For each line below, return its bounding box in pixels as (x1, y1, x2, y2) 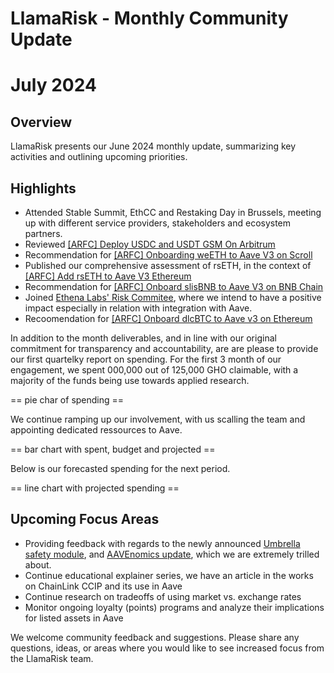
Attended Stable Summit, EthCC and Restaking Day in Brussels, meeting (24, 207, 322, 218)
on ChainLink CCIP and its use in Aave (24, 580, 183, 592)
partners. (24, 228, 63, 239)
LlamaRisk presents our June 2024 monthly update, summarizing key (10, 140, 297, 152)
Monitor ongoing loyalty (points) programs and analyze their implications (24, 601, 325, 613)
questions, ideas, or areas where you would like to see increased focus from (10, 642, 325, 654)
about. (24, 558, 52, 571)
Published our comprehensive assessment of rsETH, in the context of (24, 260, 312, 271)
